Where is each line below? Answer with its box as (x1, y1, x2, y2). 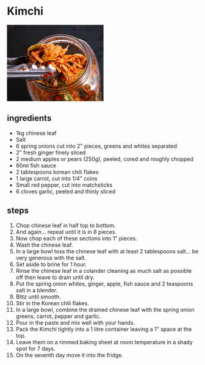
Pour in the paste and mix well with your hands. (15, 319, 135, 326)
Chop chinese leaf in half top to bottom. (15, 222, 116, 229)
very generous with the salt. (15, 254, 87, 261)
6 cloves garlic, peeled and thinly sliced (15, 187, 115, 195)
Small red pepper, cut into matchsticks (15, 181, 113, 189)
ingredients (7, 113, 52, 123)
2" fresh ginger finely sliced (15, 148, 86, 156)
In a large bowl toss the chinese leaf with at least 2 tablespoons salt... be (15, 247, 199, 255)
